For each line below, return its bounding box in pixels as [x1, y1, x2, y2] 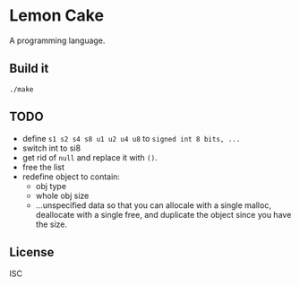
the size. [35, 219, 68, 230]
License [9, 244, 55, 260]
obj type [35, 180, 67, 191]
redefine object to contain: [21, 171, 121, 182]
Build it [9, 61, 49, 76]
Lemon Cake [9, 5, 105, 26]
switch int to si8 [21, 143, 81, 153]
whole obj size [35, 190, 90, 201]
